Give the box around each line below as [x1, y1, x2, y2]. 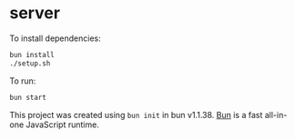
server [9, 3, 61, 24]
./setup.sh [9, 58, 51, 68]
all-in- [264, 109, 288, 120]
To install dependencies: [9, 33, 102, 44]
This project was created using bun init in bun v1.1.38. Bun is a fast [9, 109, 263, 120]
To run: [9, 75, 36, 86]
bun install [9, 50, 55, 59]
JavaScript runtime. [25, 119, 100, 130]
